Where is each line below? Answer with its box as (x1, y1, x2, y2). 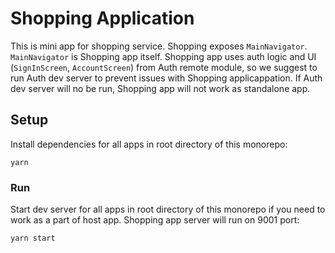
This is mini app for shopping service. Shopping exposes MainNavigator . (10, 40, 308, 52)
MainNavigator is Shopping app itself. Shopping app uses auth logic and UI (10, 50, 317, 62)
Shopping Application (10, 7, 195, 30)
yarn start (10, 233, 56, 244)
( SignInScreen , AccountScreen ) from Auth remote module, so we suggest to (10, 61, 318, 73)
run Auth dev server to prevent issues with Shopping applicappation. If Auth (10, 72, 323, 84)
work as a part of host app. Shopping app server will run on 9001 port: (10, 214, 300, 226)
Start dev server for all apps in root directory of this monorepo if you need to (10, 203, 326, 216)
